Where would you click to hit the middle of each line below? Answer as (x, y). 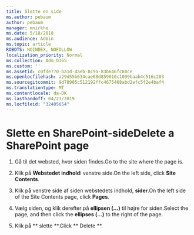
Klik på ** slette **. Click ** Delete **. (58, 226)
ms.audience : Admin (30, 39)
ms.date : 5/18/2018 (30, 33)
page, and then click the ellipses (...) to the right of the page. (89, 214)
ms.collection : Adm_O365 (36, 60)
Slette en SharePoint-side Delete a (90, 133)
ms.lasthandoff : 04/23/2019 (41, 98)
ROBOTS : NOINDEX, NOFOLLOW (39, 50)
